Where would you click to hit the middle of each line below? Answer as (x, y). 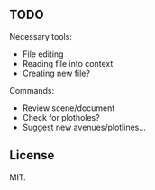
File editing (43, 54)
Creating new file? (56, 73)
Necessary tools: (41, 36)
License (32, 155)
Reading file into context (68, 63)
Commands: (32, 90)
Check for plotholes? (61, 117)
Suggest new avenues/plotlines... (84, 127)
